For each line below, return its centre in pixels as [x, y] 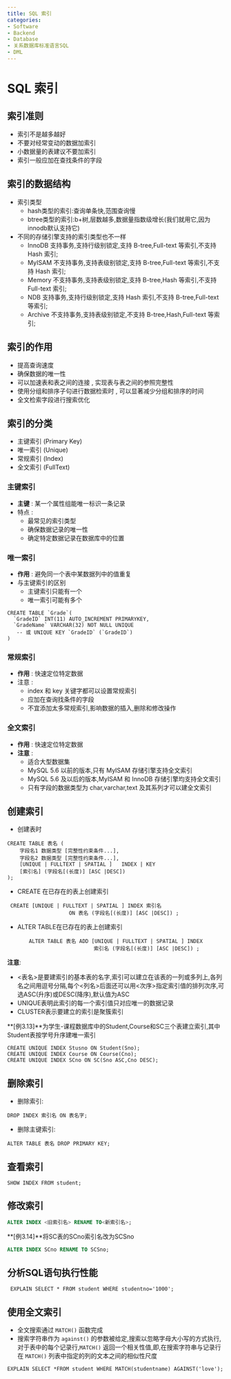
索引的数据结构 [39, 184]
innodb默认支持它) [54, 228]
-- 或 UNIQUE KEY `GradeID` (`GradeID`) [74, 632]
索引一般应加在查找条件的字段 [59, 160]
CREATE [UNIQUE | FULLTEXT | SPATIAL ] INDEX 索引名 [86, 906]
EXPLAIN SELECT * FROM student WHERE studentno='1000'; [92, 1289]
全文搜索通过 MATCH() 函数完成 [60, 1330]
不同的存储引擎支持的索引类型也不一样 [71, 237]
